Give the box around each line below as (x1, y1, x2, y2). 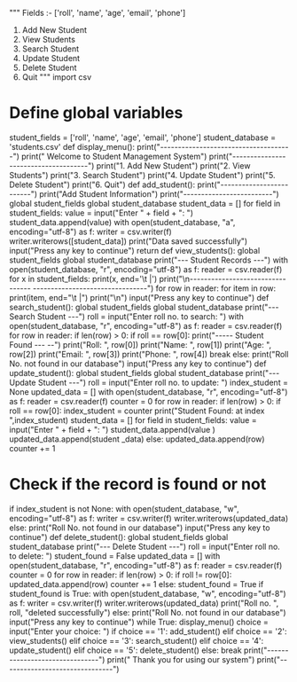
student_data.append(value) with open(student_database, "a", (9, 216, 236, 227)
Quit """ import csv (21, 72, 92, 82)
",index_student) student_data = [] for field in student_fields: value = (9, 414, 257, 425)
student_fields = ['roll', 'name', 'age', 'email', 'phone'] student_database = (9, 132, 277, 143)
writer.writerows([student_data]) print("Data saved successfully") (9, 235, 248, 247)
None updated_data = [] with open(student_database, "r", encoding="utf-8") (9, 386, 288, 397)
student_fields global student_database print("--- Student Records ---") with (9, 255, 289, 265)
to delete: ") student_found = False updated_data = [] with (9, 550, 221, 561)
